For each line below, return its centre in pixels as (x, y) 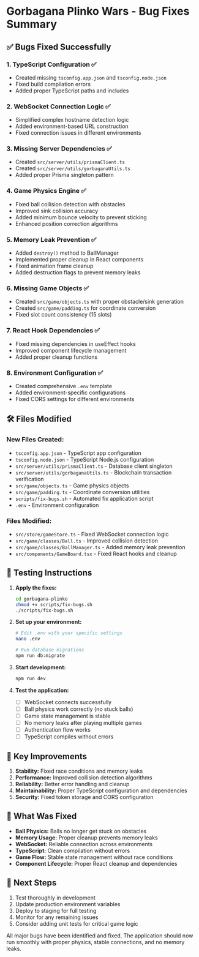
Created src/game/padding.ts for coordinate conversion (85, 308)
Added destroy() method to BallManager (67, 253)
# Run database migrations (50, 650)
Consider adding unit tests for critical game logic (77, 923)
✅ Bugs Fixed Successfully (59, 47)
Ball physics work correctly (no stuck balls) (79, 709)
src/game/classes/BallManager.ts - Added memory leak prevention (100, 547)
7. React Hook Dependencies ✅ (53, 331)
